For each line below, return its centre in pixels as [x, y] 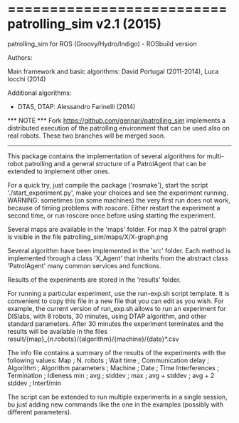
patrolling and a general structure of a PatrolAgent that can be [115, 163]
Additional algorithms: [39, 93]
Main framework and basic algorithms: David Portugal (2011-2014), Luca [113, 71]
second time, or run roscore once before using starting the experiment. [111, 215]
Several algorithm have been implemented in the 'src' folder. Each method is [119, 250]
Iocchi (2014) [27, 78]
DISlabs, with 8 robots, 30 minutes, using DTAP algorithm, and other [107, 316]
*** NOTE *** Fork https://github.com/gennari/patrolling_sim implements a [117, 120]
